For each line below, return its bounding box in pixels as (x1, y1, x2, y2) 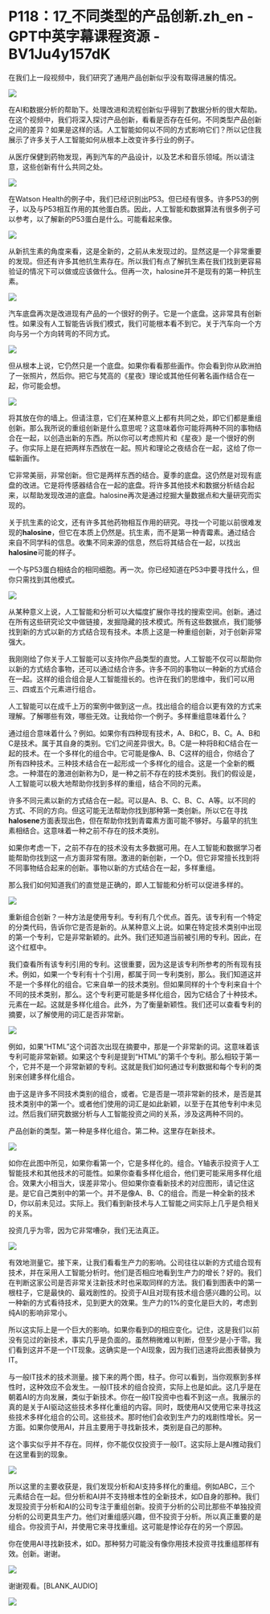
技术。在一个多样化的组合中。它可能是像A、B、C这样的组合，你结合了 (22, 748, 256, 758)
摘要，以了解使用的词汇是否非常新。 (8, 1009, 129, 1019)
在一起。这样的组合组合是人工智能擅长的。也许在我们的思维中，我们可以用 (8, 674, 255, 684)
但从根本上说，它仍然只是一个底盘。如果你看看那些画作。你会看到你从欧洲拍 (8, 361, 262, 370)
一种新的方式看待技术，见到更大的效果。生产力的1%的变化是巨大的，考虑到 (8, 1297, 258, 1307)
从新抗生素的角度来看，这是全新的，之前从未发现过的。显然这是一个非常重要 (8, 246, 262, 255)
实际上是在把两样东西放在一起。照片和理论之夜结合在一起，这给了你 (29, 443, 255, 452)
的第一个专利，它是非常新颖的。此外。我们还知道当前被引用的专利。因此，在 (8, 932, 262, 942)
